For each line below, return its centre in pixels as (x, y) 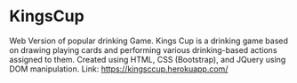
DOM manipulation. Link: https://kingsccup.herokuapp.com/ (119, 69)
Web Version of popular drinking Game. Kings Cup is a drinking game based (149, 41)
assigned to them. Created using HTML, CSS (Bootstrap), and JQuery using (148, 59)
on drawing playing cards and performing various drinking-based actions (143, 49)
